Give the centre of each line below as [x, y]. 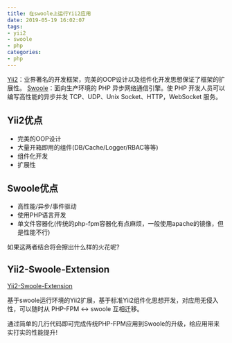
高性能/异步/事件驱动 [47, 206]
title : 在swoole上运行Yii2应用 [49, 14]
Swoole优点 [33, 188]
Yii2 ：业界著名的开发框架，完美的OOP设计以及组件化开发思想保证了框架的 [113, 79]
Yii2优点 [25, 121]
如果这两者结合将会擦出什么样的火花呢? [63, 247]
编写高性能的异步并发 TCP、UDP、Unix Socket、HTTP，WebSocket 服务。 [114, 96]
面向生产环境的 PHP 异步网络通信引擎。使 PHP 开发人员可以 [140, 88]
